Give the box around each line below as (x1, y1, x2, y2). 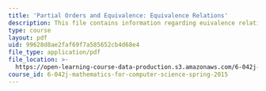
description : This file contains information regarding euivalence (8, 19, 236, 27)
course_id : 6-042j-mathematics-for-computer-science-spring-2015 (8, 70, 228, 78)
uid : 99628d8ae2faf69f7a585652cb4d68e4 (8, 41, 140, 49)
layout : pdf (8, 33, 47, 42)
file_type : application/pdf (8, 48, 101, 56)
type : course (8, 26, 51, 34)
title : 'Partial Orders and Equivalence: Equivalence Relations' (8, 11, 228, 20)
